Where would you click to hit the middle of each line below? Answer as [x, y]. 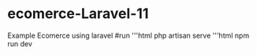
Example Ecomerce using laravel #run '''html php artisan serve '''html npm [128, 35]
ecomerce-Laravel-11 [78, 14]
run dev [20, 43]
